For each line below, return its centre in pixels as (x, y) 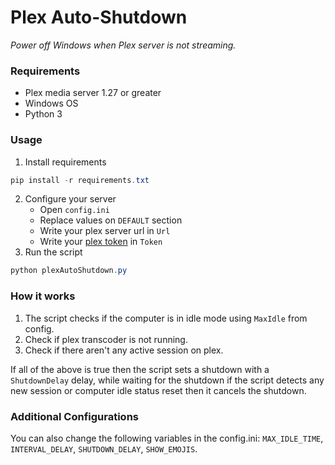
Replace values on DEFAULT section (111, 220)
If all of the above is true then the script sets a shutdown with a (140, 369)
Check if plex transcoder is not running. (106, 339)
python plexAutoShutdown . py (69, 271)
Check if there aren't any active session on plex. (124, 350)
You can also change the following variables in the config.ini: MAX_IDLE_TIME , (167, 438)
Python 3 (43, 114)
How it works (43, 296)
